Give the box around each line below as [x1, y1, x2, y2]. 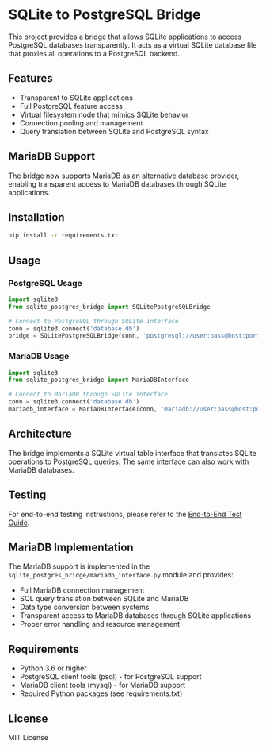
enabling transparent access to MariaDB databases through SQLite [8, 179, 226, 188]
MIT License [8, 733, 49, 743]
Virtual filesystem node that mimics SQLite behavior [19, 110, 189, 119]
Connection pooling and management [19, 118, 143, 128]
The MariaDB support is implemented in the [8, 562, 150, 571]
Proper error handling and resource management [19, 620, 180, 629]
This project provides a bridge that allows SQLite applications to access [8, 32, 242, 41]
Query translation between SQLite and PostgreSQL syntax [19, 126, 209, 136]
